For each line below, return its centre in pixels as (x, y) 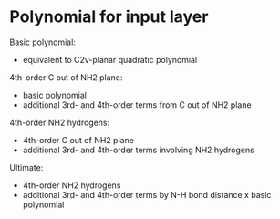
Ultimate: (26, 167)
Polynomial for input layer (109, 17)
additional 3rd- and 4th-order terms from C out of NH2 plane (137, 104)
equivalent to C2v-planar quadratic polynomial (110, 59)
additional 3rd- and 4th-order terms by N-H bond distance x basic (147, 194)
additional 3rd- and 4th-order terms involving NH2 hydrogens (139, 150)
